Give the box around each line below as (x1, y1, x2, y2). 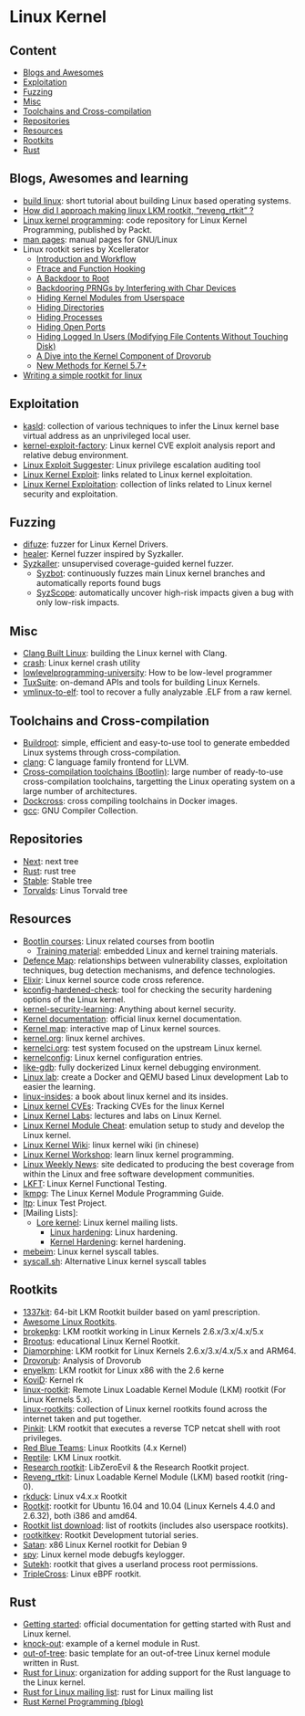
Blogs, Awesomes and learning (9, 171, 189, 186)
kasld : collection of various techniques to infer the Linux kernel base (22, 420, 280, 431)
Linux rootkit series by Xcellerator (22, 244, 149, 255)
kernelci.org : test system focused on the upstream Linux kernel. (22, 1042, 262, 1053)
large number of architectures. (22, 786, 137, 797)
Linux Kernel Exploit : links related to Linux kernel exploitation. (22, 468, 253, 480)
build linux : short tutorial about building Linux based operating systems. (22, 194, 291, 206)
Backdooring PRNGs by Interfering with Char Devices (36, 282, 237, 293)
